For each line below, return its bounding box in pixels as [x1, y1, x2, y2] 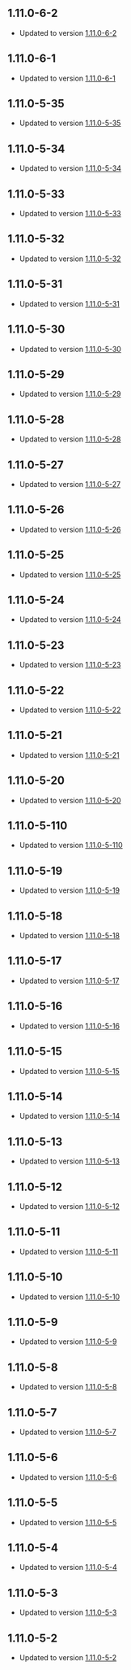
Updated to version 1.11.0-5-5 [19, 1517, 117, 1527]
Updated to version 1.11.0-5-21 [19, 750, 120, 759]
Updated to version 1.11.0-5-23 [19, 660, 121, 670]
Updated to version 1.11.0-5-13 [19, 1156, 120, 1166]
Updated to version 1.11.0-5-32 [19, 254, 122, 263]
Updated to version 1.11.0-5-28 [19, 434, 121, 444]
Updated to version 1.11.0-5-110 [19, 841, 123, 850]
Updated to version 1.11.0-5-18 [19, 931, 120, 941]
